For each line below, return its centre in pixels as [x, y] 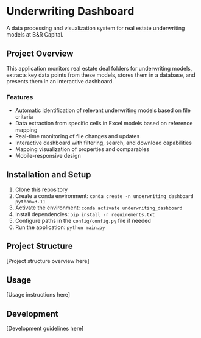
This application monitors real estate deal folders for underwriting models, [99, 68]
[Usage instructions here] [38, 295]
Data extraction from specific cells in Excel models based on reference [104, 124]
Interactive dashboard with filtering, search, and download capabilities [103, 143]
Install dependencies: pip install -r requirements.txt [85, 214]
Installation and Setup [49, 175]
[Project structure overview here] [48, 261]
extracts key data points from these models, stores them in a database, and [101, 75]
